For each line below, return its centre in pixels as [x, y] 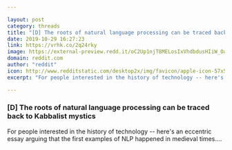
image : [17, 52]
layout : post [26, 19]
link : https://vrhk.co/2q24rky [52, 46]
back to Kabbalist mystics [52, 116]
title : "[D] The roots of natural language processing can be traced [109, 32]
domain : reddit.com [35, 58]
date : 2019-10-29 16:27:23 [46, 39]
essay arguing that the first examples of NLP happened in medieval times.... [115, 138]
